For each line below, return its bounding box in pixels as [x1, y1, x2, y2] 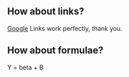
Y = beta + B [7, 63, 44, 71]
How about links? [7, 6, 85, 17]
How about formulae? [7, 45, 104, 57]
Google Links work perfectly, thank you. [7, 24, 123, 32]
